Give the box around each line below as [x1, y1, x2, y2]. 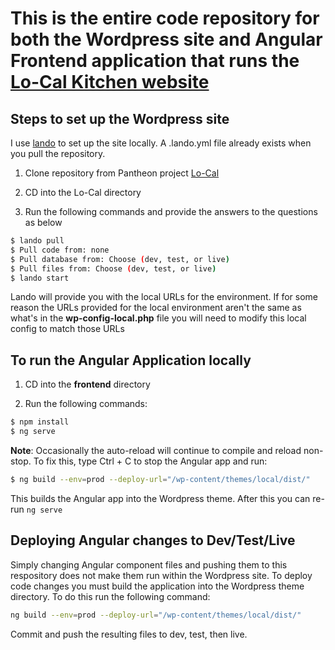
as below [24, 217, 63, 228]
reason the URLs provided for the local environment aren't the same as [10, 302, 302, 314]
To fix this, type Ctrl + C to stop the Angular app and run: [33, 455, 268, 467]
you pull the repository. [10, 148, 106, 159]
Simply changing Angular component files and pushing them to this [10, 558, 288, 571]
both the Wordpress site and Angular [10, 28, 323, 51]
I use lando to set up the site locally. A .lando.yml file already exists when [10, 137, 312, 149]
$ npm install [10, 417, 70, 427]
